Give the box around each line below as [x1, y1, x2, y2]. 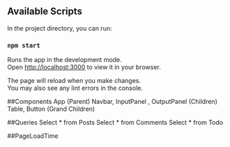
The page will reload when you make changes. [7, 77, 141, 85]
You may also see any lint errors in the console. [7, 84, 143, 93]
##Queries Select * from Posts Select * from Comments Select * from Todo [7, 118, 224, 127]
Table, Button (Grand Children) [7, 105, 95, 114]
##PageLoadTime [7, 132, 59, 140]
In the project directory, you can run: [7, 24, 112, 32]
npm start [7, 41, 40, 49]
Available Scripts [7, 6, 82, 17]
